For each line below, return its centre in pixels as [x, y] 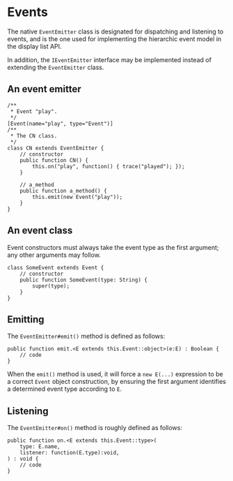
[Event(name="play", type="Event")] [60, 124]
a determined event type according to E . [65, 389]
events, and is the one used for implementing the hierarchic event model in [114, 38]
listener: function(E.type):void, [70, 453]
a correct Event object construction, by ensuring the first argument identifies [116, 382]
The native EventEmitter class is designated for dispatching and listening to [115, 31]
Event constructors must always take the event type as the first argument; [113, 247]
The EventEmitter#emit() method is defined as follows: [86, 336]
